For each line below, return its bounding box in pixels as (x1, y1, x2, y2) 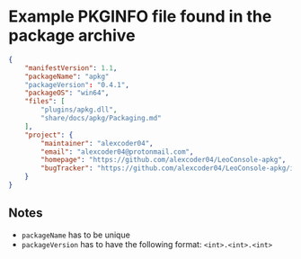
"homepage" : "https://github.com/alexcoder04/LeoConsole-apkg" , (40, 156, 287, 165)
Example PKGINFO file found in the (8, 6, 272, 27)
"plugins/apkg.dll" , (40, 105, 118, 114)
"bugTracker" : (40, 164, 93, 173)
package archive (8, 25, 136, 46)
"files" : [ (24, 97, 66, 106)
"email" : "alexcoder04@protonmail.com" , (40, 147, 194, 156)
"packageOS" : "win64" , (24, 88, 110, 98)
